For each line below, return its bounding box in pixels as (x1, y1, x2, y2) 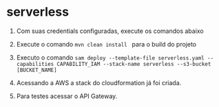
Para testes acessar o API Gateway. (16, 92, 118, 100)
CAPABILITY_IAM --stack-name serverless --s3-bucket (56, 60, 211, 67)
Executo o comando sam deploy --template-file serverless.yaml (16, 53, 205, 62)
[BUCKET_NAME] (16, 67, 57, 73)
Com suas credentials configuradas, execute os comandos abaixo (16, 27, 204, 35)
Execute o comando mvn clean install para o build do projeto (16, 40, 197, 48)
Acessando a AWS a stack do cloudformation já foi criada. (16, 78, 182, 86)
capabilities (16, 60, 54, 67)
